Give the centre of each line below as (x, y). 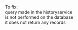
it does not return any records (35, 22)
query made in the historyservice (39, 12)
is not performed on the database (39, 17)
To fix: (12, 7)
